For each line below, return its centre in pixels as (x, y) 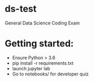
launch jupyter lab (31, 68)
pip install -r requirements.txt (43, 63)
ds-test (21, 9)
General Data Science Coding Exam (42, 23)
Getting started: (39, 44)
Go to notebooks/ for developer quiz (50, 74)
